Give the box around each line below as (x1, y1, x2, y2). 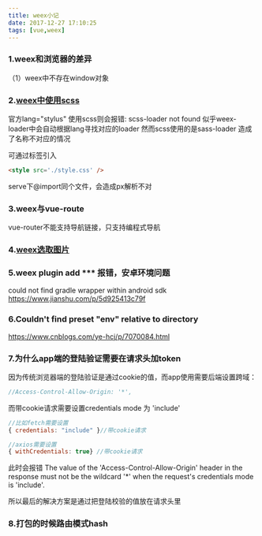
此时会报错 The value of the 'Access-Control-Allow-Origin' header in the (8, 463, 243, 473)
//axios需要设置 (8, 441, 57, 449)
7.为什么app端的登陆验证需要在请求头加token (8, 352, 182, 363)
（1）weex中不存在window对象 (8, 73, 109, 83)
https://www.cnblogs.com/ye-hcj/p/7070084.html (8, 332, 170, 341)
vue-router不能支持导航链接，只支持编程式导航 (8, 222, 161, 233)
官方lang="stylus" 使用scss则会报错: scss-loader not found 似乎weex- (8, 114, 237, 123)
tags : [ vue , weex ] (8, 26, 65, 34)
